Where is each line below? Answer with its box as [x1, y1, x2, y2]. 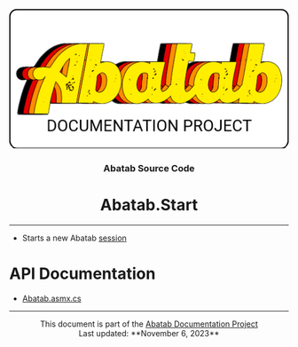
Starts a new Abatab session [21, 233, 127, 243]
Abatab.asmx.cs [21, 293, 82, 304]
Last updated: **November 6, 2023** [78, 327, 220, 338]
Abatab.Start [100, 195, 198, 216]
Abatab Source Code [103, 162, 195, 174]
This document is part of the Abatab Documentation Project [39, 319, 259, 329]
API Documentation [9, 264, 156, 284]
